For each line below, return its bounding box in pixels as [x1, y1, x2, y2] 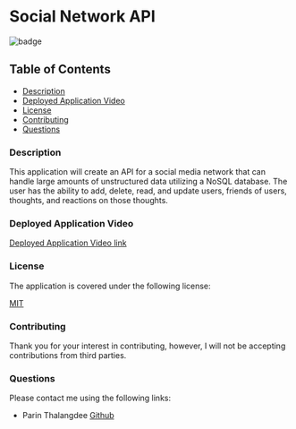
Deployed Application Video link [9, 237, 127, 248]
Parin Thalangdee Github [21, 410, 114, 421]
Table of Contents [9, 62, 112, 77]
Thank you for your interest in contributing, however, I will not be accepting [9, 340, 286, 351]
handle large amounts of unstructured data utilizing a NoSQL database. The [9, 176, 288, 187]
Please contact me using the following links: [9, 392, 172, 404]
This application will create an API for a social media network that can [9, 167, 266, 177]
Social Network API [9, 6, 156, 27]
